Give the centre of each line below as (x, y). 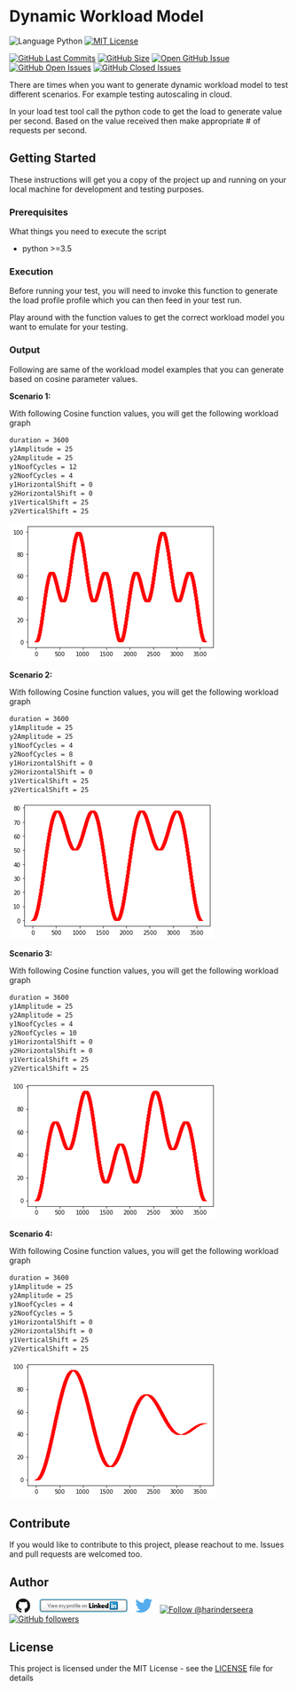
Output (25, 350)
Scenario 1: (30, 396)
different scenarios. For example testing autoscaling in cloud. (121, 94)
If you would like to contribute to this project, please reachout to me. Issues (147, 1545)
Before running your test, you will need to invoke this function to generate (144, 291)
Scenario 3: (31, 953)
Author (29, 1582)
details (21, 1678)
